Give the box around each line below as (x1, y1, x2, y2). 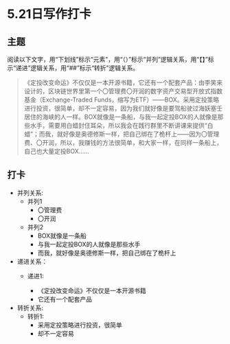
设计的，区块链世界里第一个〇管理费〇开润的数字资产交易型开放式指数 (23, 87, 223, 95)
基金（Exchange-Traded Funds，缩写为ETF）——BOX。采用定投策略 (23, 95, 220, 104)
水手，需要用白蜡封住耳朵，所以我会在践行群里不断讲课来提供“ (30, 122, 207, 129)
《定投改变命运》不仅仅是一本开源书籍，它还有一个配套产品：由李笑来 (23, 78, 223, 87)
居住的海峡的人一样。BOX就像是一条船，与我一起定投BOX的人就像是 (23, 113, 218, 121)
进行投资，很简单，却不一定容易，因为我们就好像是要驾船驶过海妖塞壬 (23, 104, 223, 112)
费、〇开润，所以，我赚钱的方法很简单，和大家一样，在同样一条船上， (23, 139, 223, 146)
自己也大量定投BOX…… (23, 147, 89, 155)
